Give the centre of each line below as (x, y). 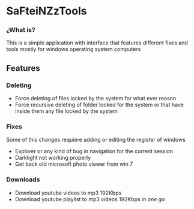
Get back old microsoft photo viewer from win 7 (74, 164)
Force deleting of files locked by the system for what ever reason (95, 98)
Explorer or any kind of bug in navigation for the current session (94, 151)
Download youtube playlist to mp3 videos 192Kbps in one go (90, 199)
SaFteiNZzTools (47, 11)
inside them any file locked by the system (66, 111)
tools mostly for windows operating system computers (74, 49)
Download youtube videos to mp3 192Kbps (68, 193)
